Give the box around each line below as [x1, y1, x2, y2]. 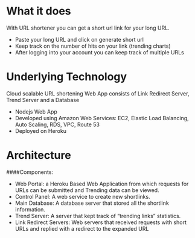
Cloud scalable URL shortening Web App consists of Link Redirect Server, [6, 89, 190, 97]
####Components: [6, 168, 53, 176]
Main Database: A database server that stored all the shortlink [14, 199, 169, 207]
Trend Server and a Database [6, 96, 80, 103]
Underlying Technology [6, 70, 127, 84]
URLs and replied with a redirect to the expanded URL [14, 225, 149, 232]
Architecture [6, 149, 71, 162]
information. [14, 205, 45, 213]
